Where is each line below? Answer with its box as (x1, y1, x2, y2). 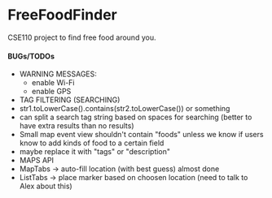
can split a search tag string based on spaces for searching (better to (19, 112, 252, 123)
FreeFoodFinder (7, 6, 117, 24)
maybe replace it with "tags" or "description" (19, 147, 171, 157)
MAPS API (19, 156, 55, 166)
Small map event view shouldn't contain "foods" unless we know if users (19, 130, 264, 140)
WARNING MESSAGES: (19, 69, 97, 79)
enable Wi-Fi (31, 78, 75, 88)
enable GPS (31, 87, 72, 97)
